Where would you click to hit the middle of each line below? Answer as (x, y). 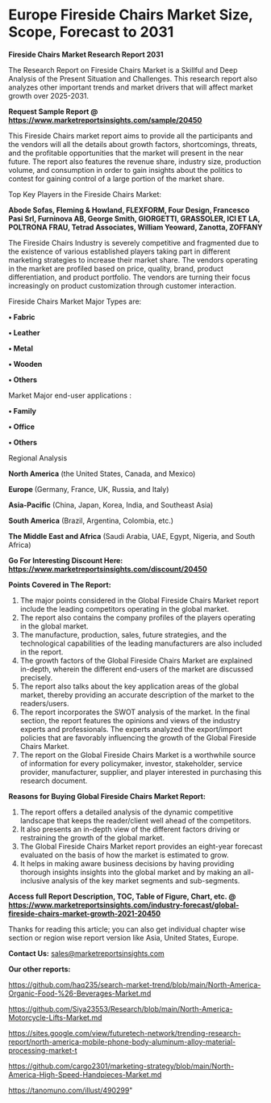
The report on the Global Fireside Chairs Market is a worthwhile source (138, 755)
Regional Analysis (38, 457)
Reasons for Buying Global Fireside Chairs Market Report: (107, 796)
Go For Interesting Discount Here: (66, 560)
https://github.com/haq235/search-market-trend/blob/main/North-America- (135, 984)
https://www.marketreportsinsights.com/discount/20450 (108, 569)
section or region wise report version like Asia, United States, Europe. (124, 937)
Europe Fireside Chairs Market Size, (131, 15)
